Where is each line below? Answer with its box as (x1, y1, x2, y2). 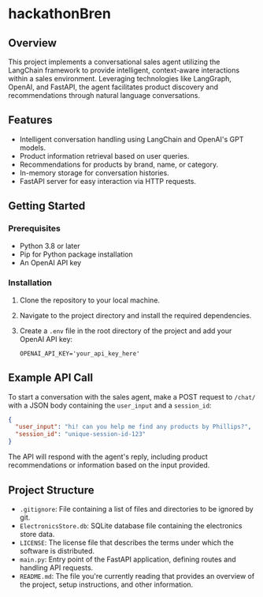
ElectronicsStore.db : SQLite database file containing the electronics (19, 520, 243, 530)
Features (8, 114, 53, 127)
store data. (19, 529, 55, 539)
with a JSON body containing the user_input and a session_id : (8, 400, 212, 410)
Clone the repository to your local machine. (19, 295, 160, 305)
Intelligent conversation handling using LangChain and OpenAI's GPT (19, 134, 244, 144)
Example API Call (8, 371, 93, 385)
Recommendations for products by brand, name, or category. (19, 160, 219, 169)
